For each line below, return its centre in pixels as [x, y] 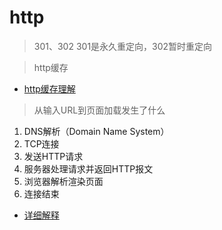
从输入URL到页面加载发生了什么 [99, 110]
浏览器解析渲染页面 [63, 181]
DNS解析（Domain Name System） [96, 131]
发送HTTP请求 [53, 156]
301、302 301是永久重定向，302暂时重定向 [123, 46]
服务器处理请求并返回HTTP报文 [88, 168]
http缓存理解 [49, 88]
